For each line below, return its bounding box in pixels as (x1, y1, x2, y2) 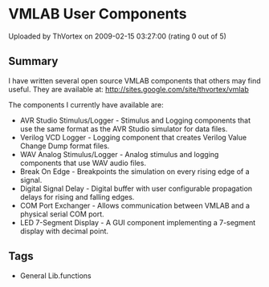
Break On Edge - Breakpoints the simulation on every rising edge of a (19, 166, 250, 176)
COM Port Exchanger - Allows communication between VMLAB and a (19, 200, 251, 210)
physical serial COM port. (19, 209, 104, 219)
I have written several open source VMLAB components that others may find (8, 75, 261, 85)
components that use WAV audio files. (19, 158, 147, 168)
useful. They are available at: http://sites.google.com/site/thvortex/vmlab (8, 84, 249, 94)
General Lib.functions (19, 270, 92, 281)
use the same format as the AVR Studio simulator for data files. (19, 123, 228, 133)
